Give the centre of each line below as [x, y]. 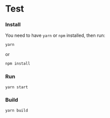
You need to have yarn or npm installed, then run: [55, 35]
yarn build [17, 110]
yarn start [17, 87]
